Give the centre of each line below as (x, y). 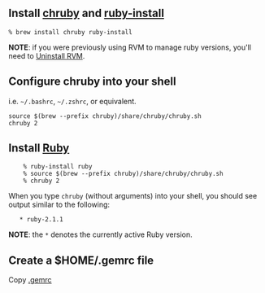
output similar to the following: (59, 205)
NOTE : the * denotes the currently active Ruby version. (100, 234)
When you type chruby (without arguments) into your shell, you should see (133, 196)
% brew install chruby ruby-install (70, 32)
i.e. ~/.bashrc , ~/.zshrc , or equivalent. (72, 101)
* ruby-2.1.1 (41, 220)
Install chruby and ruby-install (87, 13)
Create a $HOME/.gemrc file (81, 260)
